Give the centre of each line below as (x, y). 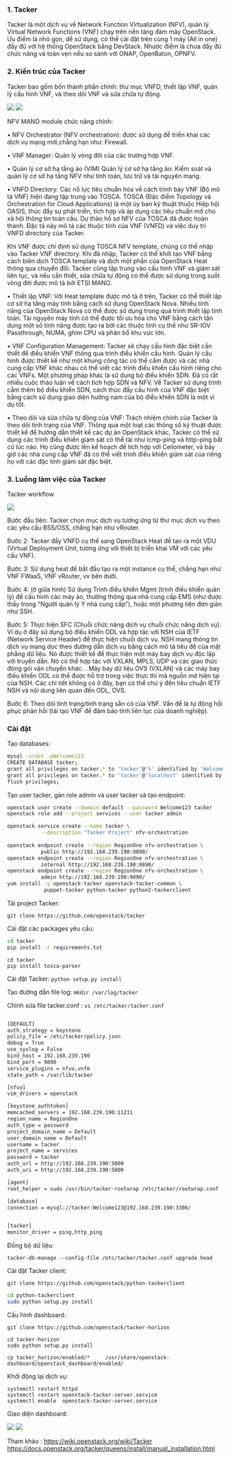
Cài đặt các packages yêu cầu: (51, 928)
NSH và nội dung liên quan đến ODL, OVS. (67, 690)
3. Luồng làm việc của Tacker (56, 479)
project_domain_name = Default (52, 1131)
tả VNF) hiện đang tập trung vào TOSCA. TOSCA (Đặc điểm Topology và (109, 196)
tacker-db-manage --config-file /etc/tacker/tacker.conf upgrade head (110, 1258)
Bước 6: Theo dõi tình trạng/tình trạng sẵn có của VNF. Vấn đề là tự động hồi (115, 703)
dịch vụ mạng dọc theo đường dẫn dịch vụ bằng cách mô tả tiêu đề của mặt (114, 646)
